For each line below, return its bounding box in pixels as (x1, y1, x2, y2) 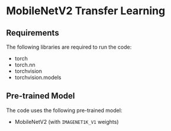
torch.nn (14, 61, 36, 68)
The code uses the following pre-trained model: (6, 107, 122, 114)
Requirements (6, 28, 59, 38)
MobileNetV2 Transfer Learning (6, 4, 166, 18)
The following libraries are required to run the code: (6, 43, 132, 50)
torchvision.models (14, 74, 62, 81)
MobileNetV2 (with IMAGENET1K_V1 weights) (14, 118, 119, 125)
